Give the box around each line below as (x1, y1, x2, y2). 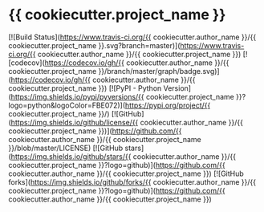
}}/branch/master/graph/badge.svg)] (98, 66, 220, 75)
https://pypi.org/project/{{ (124, 100, 211, 110)
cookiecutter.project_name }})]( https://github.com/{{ (8, 126, 182, 136)
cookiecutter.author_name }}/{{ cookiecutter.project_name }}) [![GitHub (8, 169, 245, 178)
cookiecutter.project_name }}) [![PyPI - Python (8, 83, 162, 93)
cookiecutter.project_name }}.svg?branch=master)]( (8, 40, 181, 50)
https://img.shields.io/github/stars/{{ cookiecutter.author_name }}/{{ (10, 151, 237, 161)
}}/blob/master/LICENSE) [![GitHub (8, 143, 124, 153)
